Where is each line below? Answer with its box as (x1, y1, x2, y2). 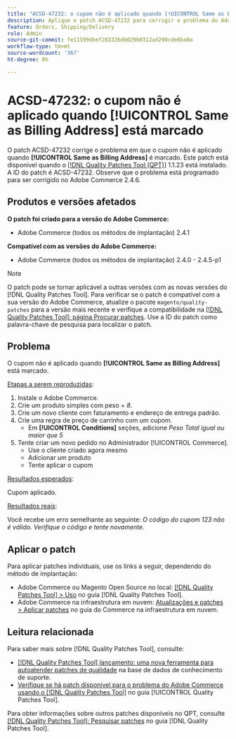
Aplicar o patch (7, 543, 76, 555)
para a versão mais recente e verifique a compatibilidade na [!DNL (31, 305, 223, 314)
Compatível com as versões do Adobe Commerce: (7, 242, 157, 250)
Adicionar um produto (27, 454, 91, 462)
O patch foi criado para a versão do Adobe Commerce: (7, 214, 169, 223)
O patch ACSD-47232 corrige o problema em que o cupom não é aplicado (7, 146, 223, 154)
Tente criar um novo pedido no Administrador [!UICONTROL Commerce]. (17, 439, 229, 447)
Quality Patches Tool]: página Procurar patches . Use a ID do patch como (7, 312, 218, 321)
